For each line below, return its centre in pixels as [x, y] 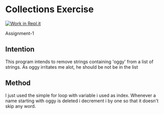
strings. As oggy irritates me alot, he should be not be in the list [72, 67]
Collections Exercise [50, 9]
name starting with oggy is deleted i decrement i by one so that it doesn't [82, 101]
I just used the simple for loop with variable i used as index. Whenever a [81, 95]
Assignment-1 [20, 33]
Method [18, 83]
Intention [20, 49]
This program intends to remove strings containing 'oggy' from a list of [79, 62]
